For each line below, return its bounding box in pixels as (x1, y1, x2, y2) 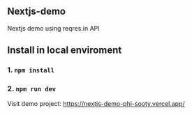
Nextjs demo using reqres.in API (7, 24, 100, 32)
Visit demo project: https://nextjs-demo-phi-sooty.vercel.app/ (7, 100, 185, 108)
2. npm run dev (7, 84, 57, 93)
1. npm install (7, 66, 54, 75)
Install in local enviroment (7, 45, 122, 56)
